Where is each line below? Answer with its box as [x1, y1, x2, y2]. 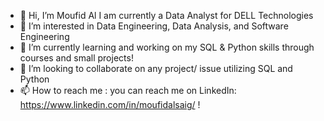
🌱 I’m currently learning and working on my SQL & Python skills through [19, 41, 315, 53]
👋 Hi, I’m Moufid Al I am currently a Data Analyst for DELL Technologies [19, 10, 314, 21]
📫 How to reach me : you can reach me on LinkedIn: [19, 85, 237, 96]
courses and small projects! [19, 52, 134, 64]
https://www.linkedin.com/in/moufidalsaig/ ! [19, 99, 201, 110]
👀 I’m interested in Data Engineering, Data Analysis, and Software [19, 20, 289, 32]
